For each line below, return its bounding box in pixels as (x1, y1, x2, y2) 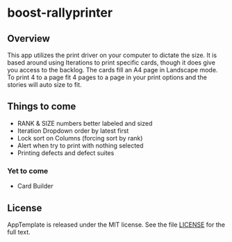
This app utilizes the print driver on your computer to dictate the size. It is (7, 51, 217, 59)
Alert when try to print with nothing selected (17, 141, 144, 150)
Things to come (7, 101, 76, 113)
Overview (7, 33, 51, 45)
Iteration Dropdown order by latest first (17, 127, 129, 135)
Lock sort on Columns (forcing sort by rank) (17, 134, 143, 142)
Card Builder (17, 182, 53, 191)
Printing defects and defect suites (17, 148, 115, 157)
